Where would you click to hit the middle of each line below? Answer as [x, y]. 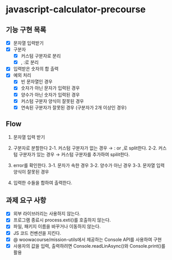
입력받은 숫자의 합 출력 [36, 69]
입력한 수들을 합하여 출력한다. [43, 182]
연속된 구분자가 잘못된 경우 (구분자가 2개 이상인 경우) [74, 107]
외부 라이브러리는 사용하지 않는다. [47, 214]
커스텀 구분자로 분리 [41, 56]
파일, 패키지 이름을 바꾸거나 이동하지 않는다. [57, 227]
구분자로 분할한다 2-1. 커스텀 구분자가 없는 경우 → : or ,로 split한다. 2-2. [85, 148]
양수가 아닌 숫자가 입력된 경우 [50, 95]
